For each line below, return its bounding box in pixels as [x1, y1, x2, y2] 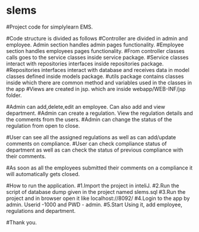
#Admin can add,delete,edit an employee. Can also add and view [6, 103, 165, 110]
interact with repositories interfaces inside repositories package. [6, 60, 164, 67]
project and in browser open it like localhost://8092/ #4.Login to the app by [6, 195, 190, 202]
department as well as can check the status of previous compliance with [6, 146, 184, 153]
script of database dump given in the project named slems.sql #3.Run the [6, 188, 186, 195]
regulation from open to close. [6, 122, 80, 129]
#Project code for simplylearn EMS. [6, 23, 93, 30]
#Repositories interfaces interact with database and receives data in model [6, 66, 190, 73]
